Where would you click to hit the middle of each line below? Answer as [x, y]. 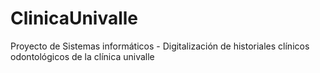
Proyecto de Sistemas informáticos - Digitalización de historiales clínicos [160, 46]
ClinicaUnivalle [74, 18]
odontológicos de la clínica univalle [82, 56]
